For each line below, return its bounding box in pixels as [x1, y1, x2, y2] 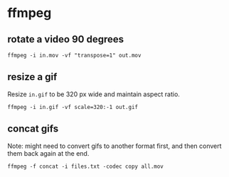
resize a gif [7, 71, 58, 83]
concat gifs [7, 122, 59, 135]
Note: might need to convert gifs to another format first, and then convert [7, 142, 222, 150]
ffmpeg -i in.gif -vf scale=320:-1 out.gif [7, 103, 139, 110]
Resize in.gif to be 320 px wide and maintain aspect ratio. [7, 90, 180, 98]
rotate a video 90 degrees [7, 33, 124, 45]
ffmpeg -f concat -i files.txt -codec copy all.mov [7, 163, 164, 170]
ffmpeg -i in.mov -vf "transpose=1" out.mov [7, 52, 142, 59]
